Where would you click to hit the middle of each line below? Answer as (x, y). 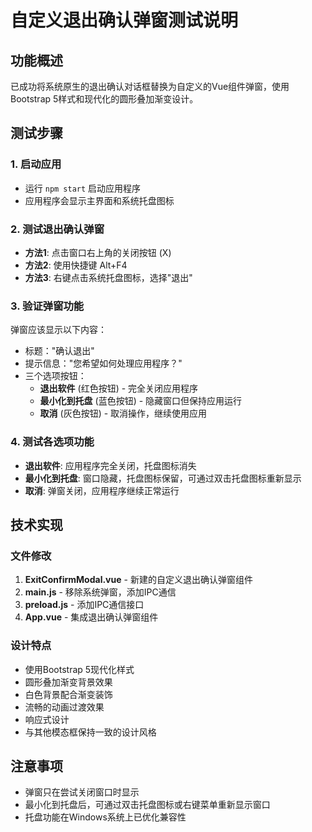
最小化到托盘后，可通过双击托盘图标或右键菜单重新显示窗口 (147, 805)
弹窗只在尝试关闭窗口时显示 (82, 792)
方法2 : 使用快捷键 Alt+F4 (76, 265)
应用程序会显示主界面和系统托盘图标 (99, 200)
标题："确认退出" (59, 351)
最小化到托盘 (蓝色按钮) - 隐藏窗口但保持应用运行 (141, 401)
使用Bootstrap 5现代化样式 (79, 669)
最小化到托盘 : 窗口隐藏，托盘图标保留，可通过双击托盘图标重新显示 (163, 478)
